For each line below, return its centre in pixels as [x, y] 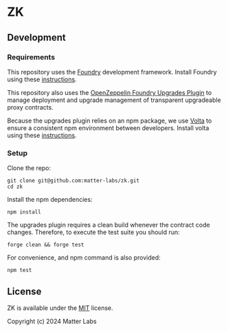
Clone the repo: [29, 168]
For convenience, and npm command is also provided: [84, 258]
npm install [24, 212]
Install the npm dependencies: [50, 200]
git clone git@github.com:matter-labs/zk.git [73, 181]
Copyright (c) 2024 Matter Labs [52, 321]
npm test [20, 270]
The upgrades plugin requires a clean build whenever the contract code [109, 225]
